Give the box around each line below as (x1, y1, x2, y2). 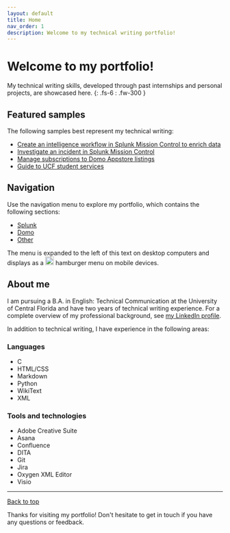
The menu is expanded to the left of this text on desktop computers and (7, 249, 210, 257)
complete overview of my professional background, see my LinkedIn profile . (7, 311, 221, 319)
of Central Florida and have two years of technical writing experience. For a (7, 304, 220, 313)
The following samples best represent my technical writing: (7, 127, 174, 135)
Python (16, 379, 38, 387)
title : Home (7, 16, 41, 23)
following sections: (7, 207, 60, 216)
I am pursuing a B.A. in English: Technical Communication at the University (7, 297, 218, 305)
